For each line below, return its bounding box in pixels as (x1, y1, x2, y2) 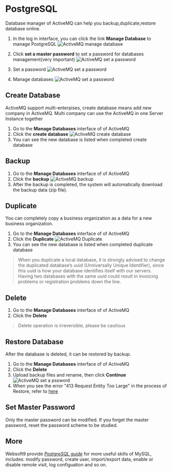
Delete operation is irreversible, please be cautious (17, 323, 126, 329)
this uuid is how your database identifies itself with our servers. (17, 268, 152, 274)
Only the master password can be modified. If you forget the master (5, 417, 149, 423)
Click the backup (12, 175, 50, 182)
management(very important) (12, 56, 75, 62)
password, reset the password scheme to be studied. (5, 422, 118, 428)
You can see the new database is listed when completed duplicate (12, 242, 153, 248)
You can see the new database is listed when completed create (12, 136, 147, 143)
